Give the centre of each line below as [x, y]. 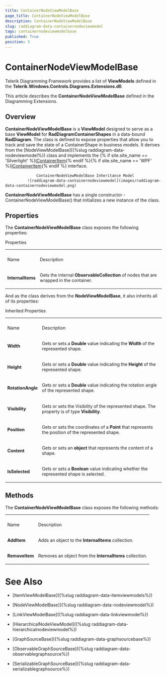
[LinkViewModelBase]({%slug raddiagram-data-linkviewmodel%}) [80, 615]
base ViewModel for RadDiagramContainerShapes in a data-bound [75, 134]
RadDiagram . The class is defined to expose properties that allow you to [79, 139]
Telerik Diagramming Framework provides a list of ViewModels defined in [81, 81]
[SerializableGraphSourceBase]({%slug [53, 664]
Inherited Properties [26, 310]
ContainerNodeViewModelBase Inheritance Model [85, 176]
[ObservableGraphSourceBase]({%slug [53, 649]
